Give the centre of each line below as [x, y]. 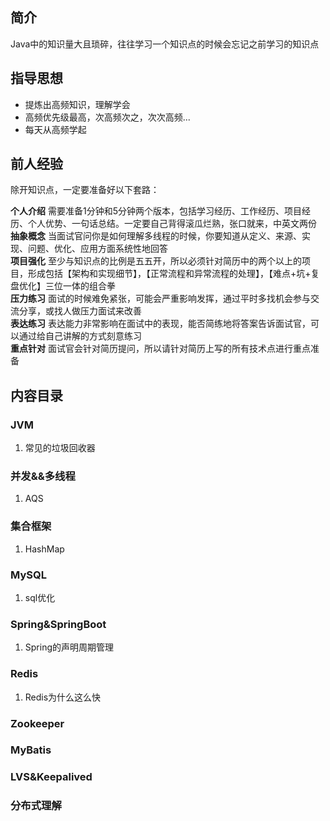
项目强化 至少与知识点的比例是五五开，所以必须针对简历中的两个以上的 [156, 261]
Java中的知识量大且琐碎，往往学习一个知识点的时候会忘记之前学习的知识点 [165, 44]
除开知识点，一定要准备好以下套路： [85, 190]
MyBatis [31, 750]
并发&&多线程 [43, 476]
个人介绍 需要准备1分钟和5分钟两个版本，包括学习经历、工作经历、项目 [156, 211]
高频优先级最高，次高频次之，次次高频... [107, 117]
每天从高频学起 [55, 129]
